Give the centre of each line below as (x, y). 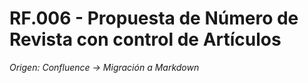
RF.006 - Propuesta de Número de (154, 18)
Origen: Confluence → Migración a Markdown (104, 67)
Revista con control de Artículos (145, 39)
